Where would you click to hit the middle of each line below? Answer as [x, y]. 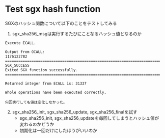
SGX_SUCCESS [17, 66]
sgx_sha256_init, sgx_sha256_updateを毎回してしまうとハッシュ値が [89, 118]
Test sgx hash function [53, 9]
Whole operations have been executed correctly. [56, 92]
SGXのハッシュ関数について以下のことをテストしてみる [61, 23]
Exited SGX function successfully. [41, 70]
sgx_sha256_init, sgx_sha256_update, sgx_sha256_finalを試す [75, 112]
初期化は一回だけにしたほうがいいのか [58, 130]
